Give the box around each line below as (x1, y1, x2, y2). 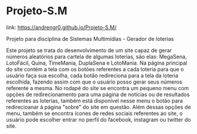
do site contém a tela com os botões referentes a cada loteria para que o (6, 65, 184, 72)
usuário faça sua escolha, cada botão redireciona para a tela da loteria (6, 72, 179, 79)
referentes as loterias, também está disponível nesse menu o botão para (6, 97, 183, 104)
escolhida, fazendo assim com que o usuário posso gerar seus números (6, 78, 183, 85)
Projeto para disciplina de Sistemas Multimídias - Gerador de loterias (6, 35, 174, 42)
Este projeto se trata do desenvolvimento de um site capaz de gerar (6, 46, 172, 54)
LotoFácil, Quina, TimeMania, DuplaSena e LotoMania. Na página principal (6, 59, 188, 66)
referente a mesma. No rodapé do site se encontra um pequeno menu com (6, 84, 189, 91)
